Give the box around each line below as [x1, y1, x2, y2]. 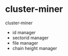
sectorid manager [12, 35, 49, 41]
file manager [12, 40, 39, 46]
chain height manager [12, 45, 58, 51]
